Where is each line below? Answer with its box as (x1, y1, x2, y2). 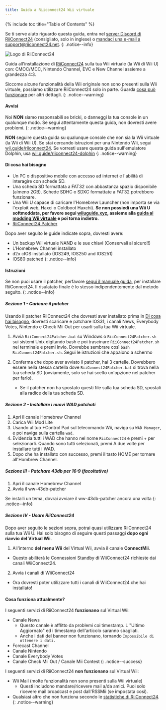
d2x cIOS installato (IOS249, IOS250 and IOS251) (12, 251, 113, 257)
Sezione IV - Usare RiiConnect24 (5, 512, 75, 518)
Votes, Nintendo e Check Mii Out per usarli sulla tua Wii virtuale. (5, 324, 136, 330)
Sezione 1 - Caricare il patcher (5, 300, 69, 306)
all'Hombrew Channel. (12, 457, 58, 463)
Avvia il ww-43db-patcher (12, 486, 66, 492)
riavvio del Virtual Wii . (5, 536, 52, 542)
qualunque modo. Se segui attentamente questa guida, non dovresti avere (5, 119, 157, 125)
